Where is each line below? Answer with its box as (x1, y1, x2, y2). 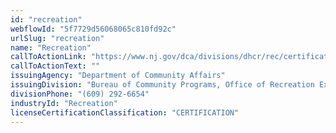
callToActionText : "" (10, 61, 101, 71)
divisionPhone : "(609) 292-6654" (10, 89, 150, 99)
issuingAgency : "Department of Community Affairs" (10, 71, 226, 81)
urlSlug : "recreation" (10, 33, 105, 43)
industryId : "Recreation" (10, 98, 118, 108)
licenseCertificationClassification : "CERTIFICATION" (10, 107, 240, 118)
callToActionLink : (10, 52, 87, 62)
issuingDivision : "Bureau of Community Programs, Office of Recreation (10, 80, 315, 90)
